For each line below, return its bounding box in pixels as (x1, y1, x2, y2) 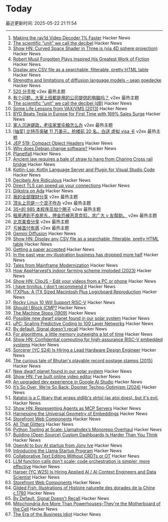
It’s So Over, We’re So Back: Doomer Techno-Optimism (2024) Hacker (12, 384, 157, 390)
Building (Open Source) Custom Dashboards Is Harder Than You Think (12, 432, 158, 438)
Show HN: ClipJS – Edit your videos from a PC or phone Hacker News (12, 278, 157, 284)
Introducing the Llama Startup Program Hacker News (12, 447, 122, 454)
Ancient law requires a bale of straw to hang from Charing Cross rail (12, 156, 153, 162)
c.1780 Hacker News (12, 490, 55, 496)
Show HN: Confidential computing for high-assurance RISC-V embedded (12, 336, 163, 342)
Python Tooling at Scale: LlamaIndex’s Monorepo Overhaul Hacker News (12, 426, 162, 432)
